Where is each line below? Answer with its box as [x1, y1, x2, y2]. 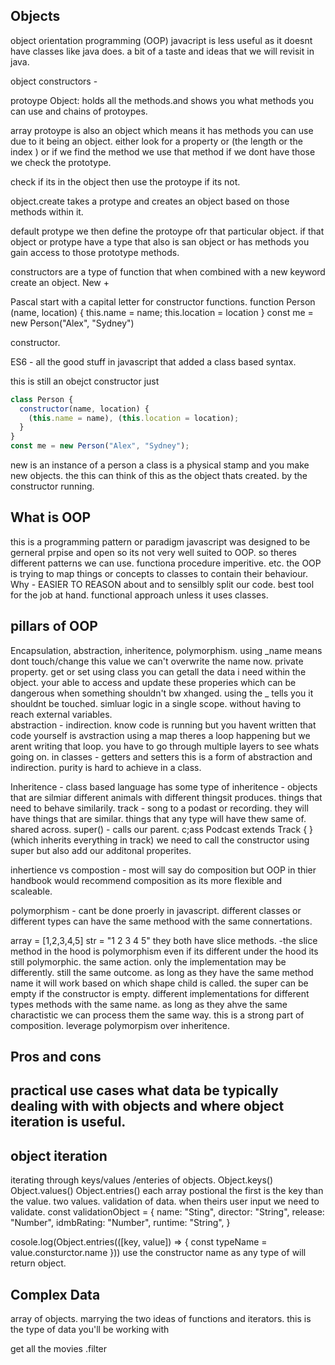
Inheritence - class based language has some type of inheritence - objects [10, 780, 318, 793]
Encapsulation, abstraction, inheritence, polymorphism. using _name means [10, 644, 323, 656]
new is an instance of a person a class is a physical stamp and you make [10, 459, 310, 471]
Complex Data [10, 1286, 101, 1303]
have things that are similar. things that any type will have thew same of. [10, 812, 307, 824]
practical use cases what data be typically [10, 1082, 279, 1099]
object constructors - [10, 75, 98, 87]
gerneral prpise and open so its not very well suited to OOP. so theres [10, 546, 297, 558]
